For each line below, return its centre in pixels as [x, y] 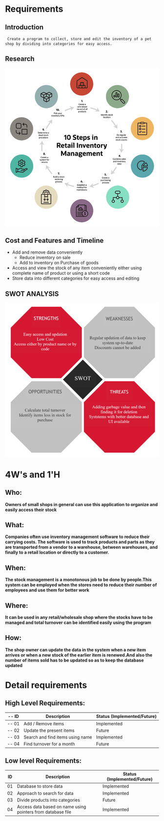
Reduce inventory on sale [45, 257]
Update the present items [49, 730]
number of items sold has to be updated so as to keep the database [74, 660]
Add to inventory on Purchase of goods [59, 263]
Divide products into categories [49, 800]
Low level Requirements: [43, 761]
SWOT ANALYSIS [32, 294]
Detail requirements [46, 685]
